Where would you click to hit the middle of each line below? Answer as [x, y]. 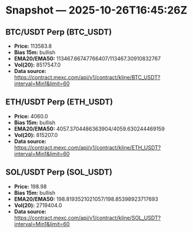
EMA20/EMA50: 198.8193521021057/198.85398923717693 [86, 199]
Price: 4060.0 [31, 116]
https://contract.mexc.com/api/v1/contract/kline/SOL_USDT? [87, 218]
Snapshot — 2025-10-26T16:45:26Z [96, 10]
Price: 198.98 [30, 187]
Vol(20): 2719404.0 [38, 205]
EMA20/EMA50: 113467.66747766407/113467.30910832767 [87, 59]
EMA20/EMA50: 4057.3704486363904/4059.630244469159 [89, 129]
